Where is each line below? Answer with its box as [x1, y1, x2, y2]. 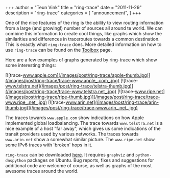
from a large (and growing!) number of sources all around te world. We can [5, 25, 163, 31]
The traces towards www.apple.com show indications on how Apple [5, 115, 144, 121]
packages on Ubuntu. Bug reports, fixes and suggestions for [27, 157, 154, 163]
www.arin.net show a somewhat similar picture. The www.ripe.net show [5, 137, 155, 142]
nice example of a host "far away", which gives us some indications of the [5, 125, 161, 131]
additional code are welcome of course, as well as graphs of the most [5, 163, 152, 168]
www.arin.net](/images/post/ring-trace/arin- [65, 99, 159, 105]
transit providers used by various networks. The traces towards [5, 131, 139, 137]
